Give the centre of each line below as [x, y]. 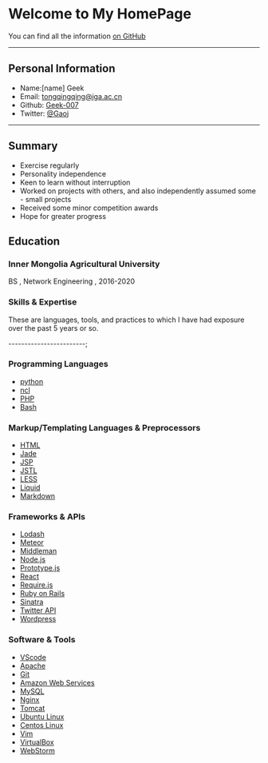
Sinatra [32, 602]
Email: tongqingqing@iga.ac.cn [71, 96]
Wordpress [38, 619]
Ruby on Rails [42, 594]
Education [34, 241]
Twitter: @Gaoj [44, 113]
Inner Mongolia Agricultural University [84, 264]
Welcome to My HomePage [100, 14]
